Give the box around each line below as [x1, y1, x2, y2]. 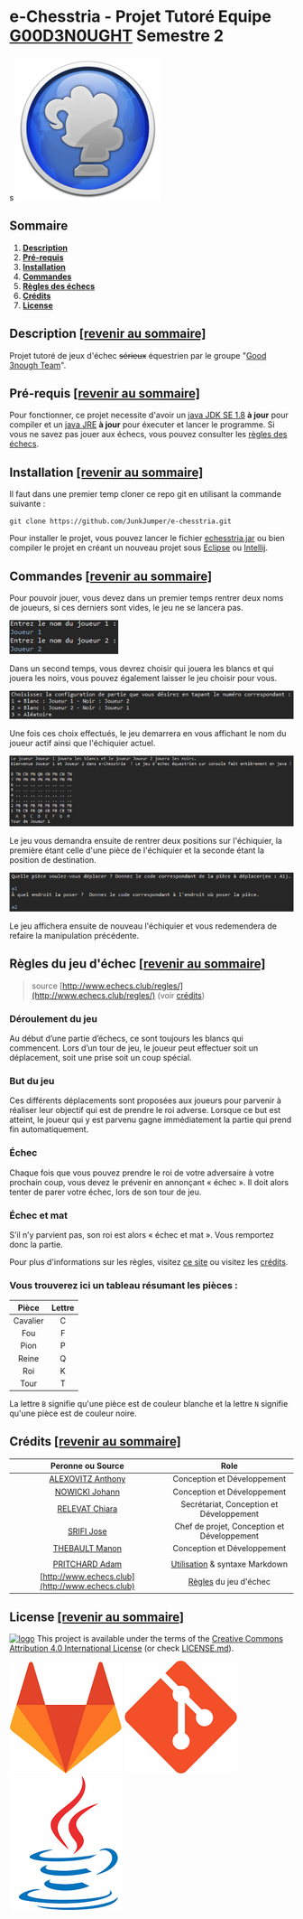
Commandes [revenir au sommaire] [9, 568, 213, 584]
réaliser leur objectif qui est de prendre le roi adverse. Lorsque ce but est [9, 1105, 281, 1116]
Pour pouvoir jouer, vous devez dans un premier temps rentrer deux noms [9, 593, 284, 603]
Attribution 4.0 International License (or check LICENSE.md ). [9, 1643, 234, 1654]
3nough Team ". [9, 360, 67, 370]
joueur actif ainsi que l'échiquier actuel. [9, 737, 156, 748]
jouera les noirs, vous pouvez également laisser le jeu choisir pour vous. [9, 673, 278, 683]
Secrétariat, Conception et [179, 1498, 279, 1510]
